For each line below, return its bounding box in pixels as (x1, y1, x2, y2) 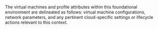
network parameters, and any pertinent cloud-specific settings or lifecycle (5, 14, 154, 20)
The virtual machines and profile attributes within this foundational (5, 4, 137, 10)
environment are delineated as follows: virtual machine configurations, (5, 9, 145, 15)
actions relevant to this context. (5, 19, 68, 25)
